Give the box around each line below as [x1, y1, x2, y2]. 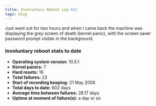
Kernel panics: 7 [12, 64, 46, 70]
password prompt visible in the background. [5, 35, 94, 42]
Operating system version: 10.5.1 [12, 59, 79, 64]
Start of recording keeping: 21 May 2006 [12, 79, 96, 85]
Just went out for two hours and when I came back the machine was [5, 25, 143, 31]
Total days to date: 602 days [12, 85, 71, 90]
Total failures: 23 [12, 74, 48, 80]
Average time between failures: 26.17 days [12, 90, 99, 96]
